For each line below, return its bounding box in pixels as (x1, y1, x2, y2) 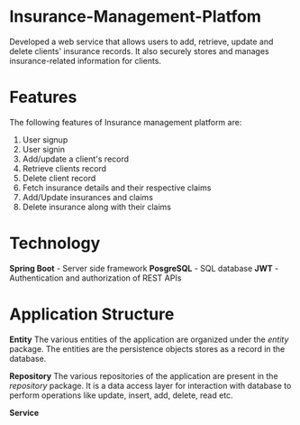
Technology (9, 233, 101, 254)
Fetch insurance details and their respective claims (22, 182, 212, 193)
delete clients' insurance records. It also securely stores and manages (9, 45, 269, 56)
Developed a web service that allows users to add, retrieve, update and (9, 36, 274, 47)
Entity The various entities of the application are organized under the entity (9, 334, 289, 345)
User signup (22, 134, 68, 145)
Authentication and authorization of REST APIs (9, 273, 182, 283)
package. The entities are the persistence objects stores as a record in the (9, 343, 286, 354)
